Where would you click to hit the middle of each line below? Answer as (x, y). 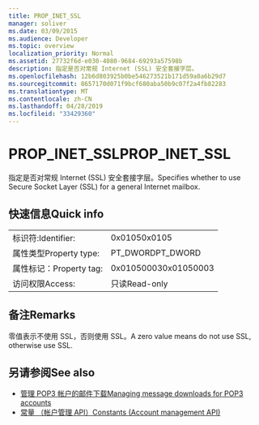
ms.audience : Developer (49, 39)
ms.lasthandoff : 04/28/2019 (56, 106)
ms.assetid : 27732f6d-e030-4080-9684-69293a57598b (96, 62)
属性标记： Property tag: (58, 268)
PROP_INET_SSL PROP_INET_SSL (120, 154)
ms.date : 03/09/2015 (43, 31)
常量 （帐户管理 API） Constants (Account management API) (120, 412)
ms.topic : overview (41, 46)
